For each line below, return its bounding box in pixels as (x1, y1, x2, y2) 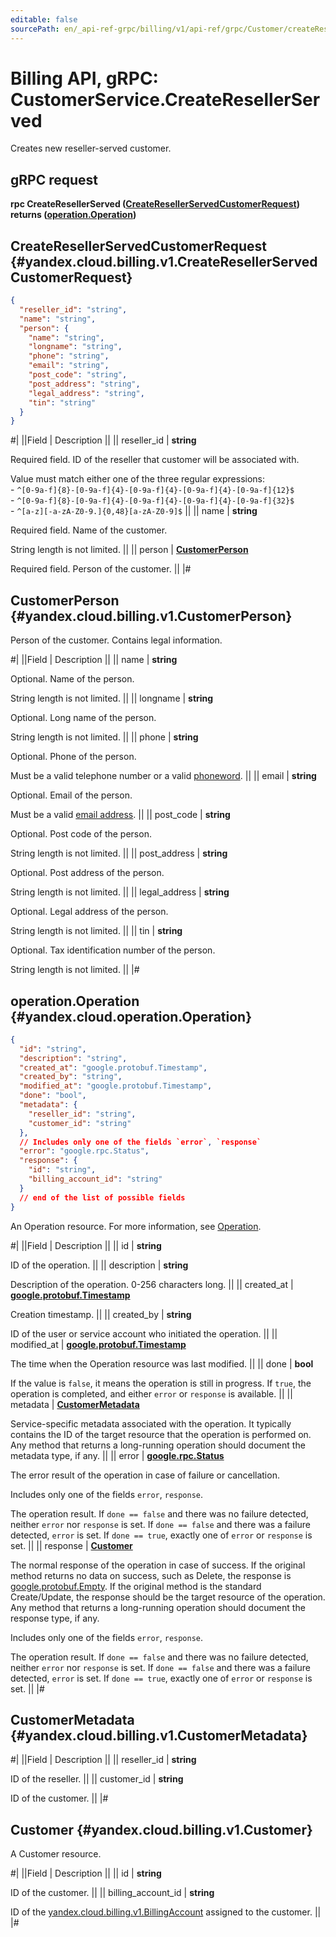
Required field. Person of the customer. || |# (10, 563, 192, 575)
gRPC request (10, 171, 98, 188)
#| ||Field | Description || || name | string (10, 654, 178, 666)
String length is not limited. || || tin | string (10, 925, 183, 937)
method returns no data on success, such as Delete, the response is (10, 1569, 292, 1581)
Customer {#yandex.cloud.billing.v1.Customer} (10, 1821, 313, 1838)
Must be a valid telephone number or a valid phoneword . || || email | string (10, 770, 317, 782)
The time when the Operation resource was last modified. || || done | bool (10, 1357, 314, 1370)
